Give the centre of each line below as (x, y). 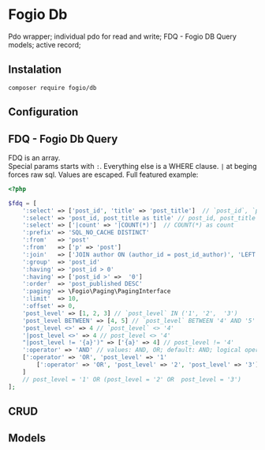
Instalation (35, 70)
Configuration (43, 112)
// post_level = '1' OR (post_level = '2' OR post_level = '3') (132, 379)
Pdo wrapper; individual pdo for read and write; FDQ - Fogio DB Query (122, 36)
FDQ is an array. (34, 157)
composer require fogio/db (52, 88)
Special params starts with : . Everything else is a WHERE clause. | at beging (132, 166)
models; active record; (45, 44)
